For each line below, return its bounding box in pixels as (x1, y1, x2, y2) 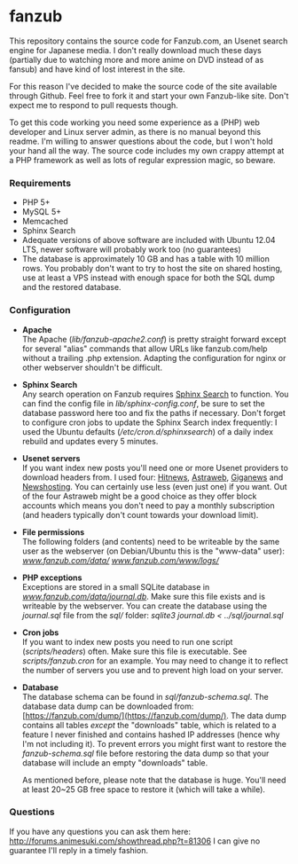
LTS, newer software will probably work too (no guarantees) (21, 244, 241, 255)
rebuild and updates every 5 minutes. (21, 436, 159, 446)
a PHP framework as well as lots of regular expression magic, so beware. (9, 154, 277, 165)
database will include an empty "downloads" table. (21, 757, 208, 768)
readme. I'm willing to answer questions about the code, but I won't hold (9, 136, 273, 146)
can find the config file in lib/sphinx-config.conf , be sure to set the (21, 397, 266, 409)
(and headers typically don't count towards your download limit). (21, 509, 259, 520)
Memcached (21, 216, 68, 227)
